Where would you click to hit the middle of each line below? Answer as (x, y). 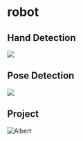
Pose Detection (41, 76)
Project (23, 114)
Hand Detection (41, 38)
